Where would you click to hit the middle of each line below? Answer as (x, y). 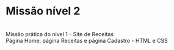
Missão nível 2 (43, 11)
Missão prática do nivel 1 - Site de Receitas (60, 34)
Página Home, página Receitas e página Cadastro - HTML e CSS (87, 40)
